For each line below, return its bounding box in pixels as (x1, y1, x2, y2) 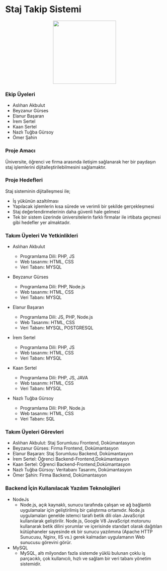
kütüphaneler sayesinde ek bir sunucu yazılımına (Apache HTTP (20, 529, 153, 535)
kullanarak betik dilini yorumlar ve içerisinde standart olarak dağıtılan (20, 523, 162, 529)
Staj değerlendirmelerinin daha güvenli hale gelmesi (12, 208, 120, 214)
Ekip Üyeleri (5, 91, 35, 98)
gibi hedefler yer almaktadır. (12, 219, 71, 226)
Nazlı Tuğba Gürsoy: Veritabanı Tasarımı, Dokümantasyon (12, 467, 132, 473)
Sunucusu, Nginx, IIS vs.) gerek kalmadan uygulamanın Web (20, 534, 145, 540)
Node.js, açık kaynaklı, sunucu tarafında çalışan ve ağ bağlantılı (20, 502, 151, 508)
